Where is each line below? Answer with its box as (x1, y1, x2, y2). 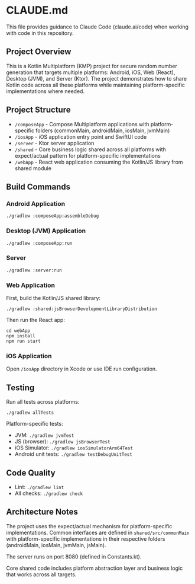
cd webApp (6, 328, 31, 334)
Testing (6, 382, 35, 392)
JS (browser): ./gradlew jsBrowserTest (14, 438, 110, 445)
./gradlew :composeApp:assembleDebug (6, 213, 99, 219)
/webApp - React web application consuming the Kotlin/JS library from (14, 158, 183, 165)
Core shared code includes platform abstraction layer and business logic (6, 564, 183, 572)
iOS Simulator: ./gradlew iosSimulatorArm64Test (14, 444, 133, 451)
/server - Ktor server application (14, 139, 95, 146)
